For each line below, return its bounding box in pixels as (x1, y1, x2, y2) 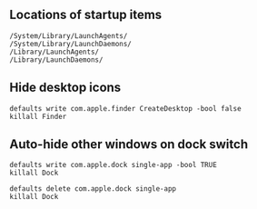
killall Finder (9, 112, 67, 121)
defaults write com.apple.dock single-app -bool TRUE (9, 161, 218, 170)
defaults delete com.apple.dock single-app (9, 184, 177, 194)
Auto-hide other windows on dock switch (9, 136, 248, 153)
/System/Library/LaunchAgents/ (9, 31, 128, 40)
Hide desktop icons (9, 80, 122, 95)
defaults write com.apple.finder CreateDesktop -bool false (9, 104, 242, 113)
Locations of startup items (9, 7, 163, 23)
